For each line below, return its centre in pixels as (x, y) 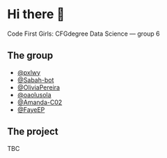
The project (33, 132)
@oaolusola (34, 94)
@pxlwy (29, 72)
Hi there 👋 (36, 14)
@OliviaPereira (39, 87)
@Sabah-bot (35, 80)
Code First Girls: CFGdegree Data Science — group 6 (83, 34)
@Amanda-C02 (40, 102)
